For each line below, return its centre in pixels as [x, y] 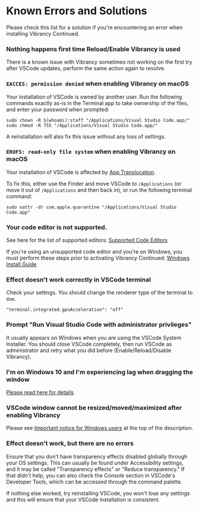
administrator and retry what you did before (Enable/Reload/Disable [89, 350]
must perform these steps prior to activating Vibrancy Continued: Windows [98, 258]
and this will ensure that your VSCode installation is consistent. [83, 499]
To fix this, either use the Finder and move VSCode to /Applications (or [94, 184]
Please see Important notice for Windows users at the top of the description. [100, 428]
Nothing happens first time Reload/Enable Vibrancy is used [93, 49]
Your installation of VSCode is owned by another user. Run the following [94, 97]
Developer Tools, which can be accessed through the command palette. [94, 482]
